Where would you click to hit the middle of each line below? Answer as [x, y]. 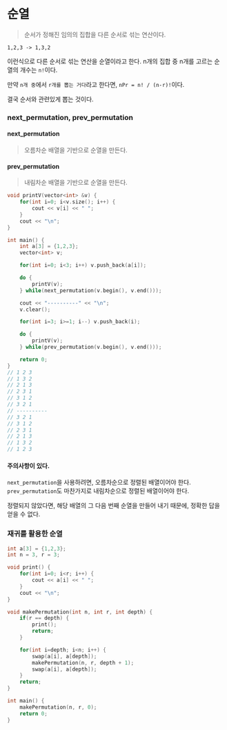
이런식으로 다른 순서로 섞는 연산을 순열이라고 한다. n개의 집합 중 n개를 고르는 [110, 61]
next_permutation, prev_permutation [70, 117]
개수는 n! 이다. [39, 70]
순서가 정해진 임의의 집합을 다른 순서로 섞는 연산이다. [95, 34]
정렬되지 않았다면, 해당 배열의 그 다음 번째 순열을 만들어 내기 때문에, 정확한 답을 [114, 506]
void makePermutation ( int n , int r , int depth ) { [80, 612]
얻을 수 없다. [24, 514]
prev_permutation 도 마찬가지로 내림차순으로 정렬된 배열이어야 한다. [98, 491]
